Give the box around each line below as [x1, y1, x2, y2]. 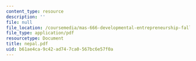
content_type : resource [6, 8, 64, 15]
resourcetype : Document [6, 35, 64, 41]
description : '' [6, 14, 45, 20]
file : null [6, 19, 33, 25]
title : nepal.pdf [6, 41, 48, 47]
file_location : [6, 24, 43, 31]
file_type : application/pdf [6, 30, 75, 36]
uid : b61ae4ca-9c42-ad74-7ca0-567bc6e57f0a [6, 46, 114, 52]
